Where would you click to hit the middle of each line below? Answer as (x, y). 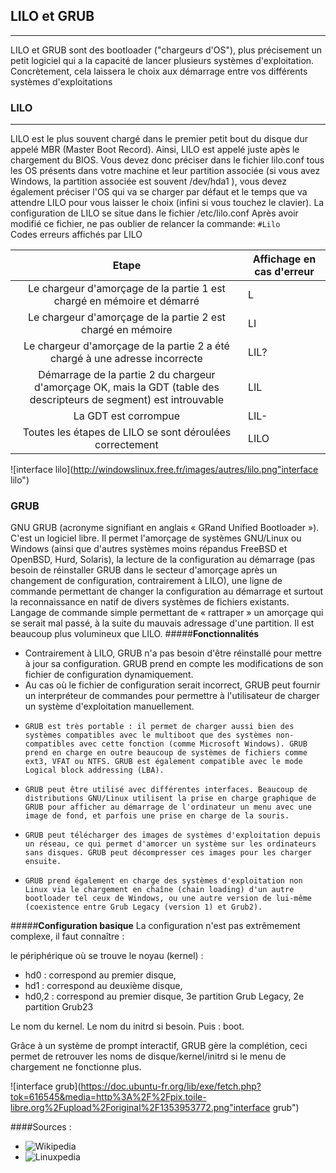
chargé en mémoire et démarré (126, 301)
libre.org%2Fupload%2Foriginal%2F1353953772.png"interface (140, 1108)
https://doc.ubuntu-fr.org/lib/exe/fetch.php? (171, 1086)
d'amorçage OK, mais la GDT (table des (126, 387)
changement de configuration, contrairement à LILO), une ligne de (146, 581)
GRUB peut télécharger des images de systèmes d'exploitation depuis (173, 835)
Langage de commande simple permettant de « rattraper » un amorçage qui (167, 613)
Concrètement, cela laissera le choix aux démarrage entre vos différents (159, 71)
